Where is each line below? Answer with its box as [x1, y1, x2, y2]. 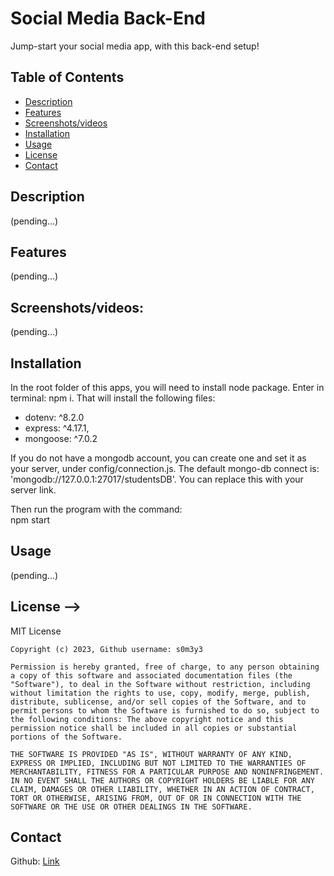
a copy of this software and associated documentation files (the [10, 670, 293, 681]
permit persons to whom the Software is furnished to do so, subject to [10, 705, 320, 716]
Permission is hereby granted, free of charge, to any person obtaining [10, 662, 320, 672]
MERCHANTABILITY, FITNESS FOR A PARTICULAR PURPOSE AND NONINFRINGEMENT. [10, 767, 325, 777]
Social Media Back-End [10, 7, 207, 30]
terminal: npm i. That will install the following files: [10, 392, 216, 404]
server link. [10, 484, 57, 496]
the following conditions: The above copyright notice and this [10, 714, 284, 724]
